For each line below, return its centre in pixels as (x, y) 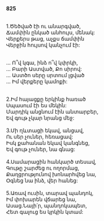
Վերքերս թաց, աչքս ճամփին (45, 39)
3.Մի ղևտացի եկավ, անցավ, (45, 130)
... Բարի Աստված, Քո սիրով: (44, 69)
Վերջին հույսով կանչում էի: (43, 45)
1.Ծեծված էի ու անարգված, (43, 26)
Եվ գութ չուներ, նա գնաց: (41, 149)
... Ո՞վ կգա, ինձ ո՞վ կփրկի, (42, 62)
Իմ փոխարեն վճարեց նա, (41, 199)
